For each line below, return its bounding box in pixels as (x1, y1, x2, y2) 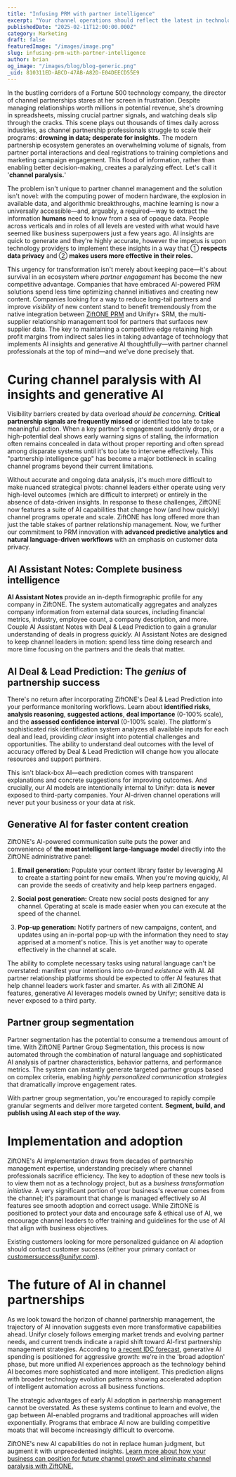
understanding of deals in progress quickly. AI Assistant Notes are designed (7, 630, 228, 639)
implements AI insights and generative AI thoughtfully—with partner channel (7, 339, 228, 348)
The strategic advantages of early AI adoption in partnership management (7, 1395, 222, 1404)
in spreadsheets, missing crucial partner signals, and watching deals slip (7, 110, 218, 119)
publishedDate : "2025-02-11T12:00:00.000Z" (7, 23, 137, 30)
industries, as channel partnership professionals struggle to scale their (7, 126, 211, 134)
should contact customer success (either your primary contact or (7, 1244, 196, 1253)
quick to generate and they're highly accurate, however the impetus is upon (7, 236, 226, 245)
